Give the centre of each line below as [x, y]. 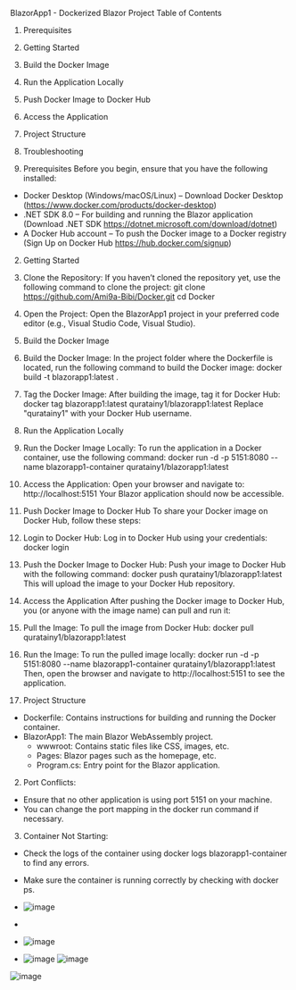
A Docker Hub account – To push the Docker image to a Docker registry [155, 233]
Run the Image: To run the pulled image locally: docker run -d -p [141, 654]
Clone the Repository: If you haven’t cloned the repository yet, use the [152, 277]
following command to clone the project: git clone [114, 287]
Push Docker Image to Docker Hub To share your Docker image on [145, 511]
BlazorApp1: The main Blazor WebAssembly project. [118, 737]
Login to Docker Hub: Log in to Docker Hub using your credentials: [145, 538]
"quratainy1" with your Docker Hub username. [107, 413]
